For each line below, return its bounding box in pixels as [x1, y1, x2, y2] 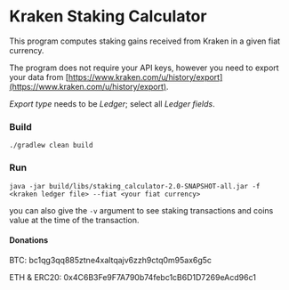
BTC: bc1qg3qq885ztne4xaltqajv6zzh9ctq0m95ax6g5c [9, 254, 212, 265]
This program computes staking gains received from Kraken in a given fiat [9, 36, 281, 46]
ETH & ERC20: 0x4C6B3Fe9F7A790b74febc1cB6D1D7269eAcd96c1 [9, 271, 256, 282]
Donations [9, 235, 49, 246]
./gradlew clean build [9, 141, 93, 150]
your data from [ [9, 71, 69, 82]
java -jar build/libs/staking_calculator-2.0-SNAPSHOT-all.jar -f [9, 181, 261, 190]
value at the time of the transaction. [9, 214, 140, 225]
